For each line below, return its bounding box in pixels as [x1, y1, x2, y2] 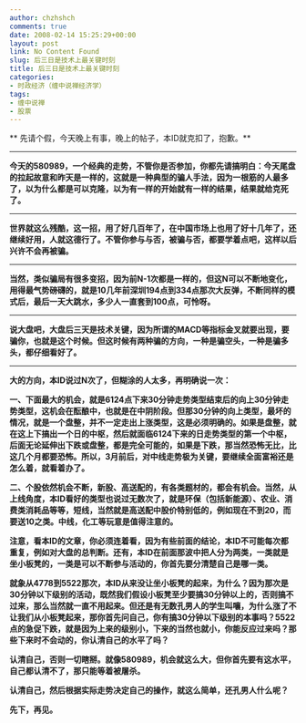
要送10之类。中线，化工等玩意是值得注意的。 [9, 516, 178, 527]
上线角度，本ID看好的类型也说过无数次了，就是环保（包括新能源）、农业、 [9, 493, 285, 504]
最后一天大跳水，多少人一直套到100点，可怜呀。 [33, 296, 216, 307]
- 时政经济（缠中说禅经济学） [9, 81, 107, 90]
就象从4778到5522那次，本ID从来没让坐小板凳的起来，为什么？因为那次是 [9, 578, 290, 589]
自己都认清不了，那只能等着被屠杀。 [9, 666, 146, 677]
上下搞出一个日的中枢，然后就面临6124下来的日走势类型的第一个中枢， [25, 429, 292, 439]
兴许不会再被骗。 [9, 245, 74, 256]
